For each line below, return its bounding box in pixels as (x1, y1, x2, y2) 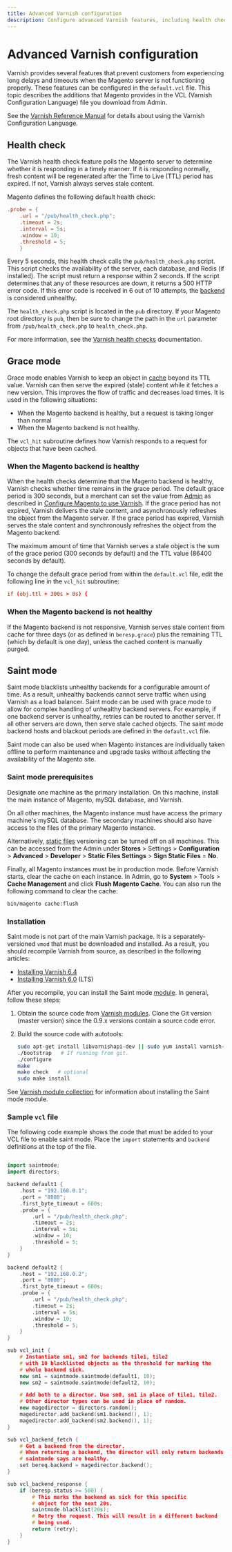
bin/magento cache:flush (7, 900, 79, 907)
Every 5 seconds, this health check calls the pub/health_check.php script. (7, 257, 215, 266)
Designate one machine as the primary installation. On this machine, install (7, 788, 220, 796)
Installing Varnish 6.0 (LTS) (17, 975, 94, 983)
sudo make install (17, 1075, 70, 1083)
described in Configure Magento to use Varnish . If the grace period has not (7, 499, 221, 507)
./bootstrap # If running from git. (17, 1049, 129, 1056)
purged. (7, 645, 30, 653)
